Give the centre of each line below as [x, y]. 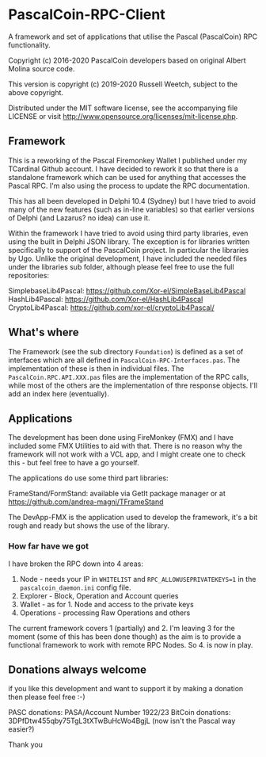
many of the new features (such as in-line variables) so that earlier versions [131, 209]
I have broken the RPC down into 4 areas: [76, 564]
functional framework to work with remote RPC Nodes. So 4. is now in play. [131, 644]
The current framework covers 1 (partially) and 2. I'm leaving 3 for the [122, 628]
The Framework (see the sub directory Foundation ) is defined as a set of [126, 351]
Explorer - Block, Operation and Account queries [99, 595]
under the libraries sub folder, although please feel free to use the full [122, 266]
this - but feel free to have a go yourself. [74, 463]
